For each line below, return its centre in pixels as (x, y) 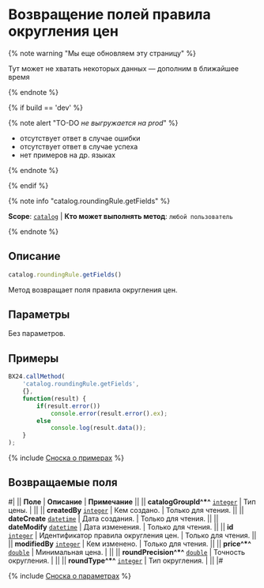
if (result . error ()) (69, 406)
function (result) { (55, 398)
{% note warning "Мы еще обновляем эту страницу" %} (102, 53)
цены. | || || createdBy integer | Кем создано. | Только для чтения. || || (126, 510)
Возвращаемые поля (63, 482)
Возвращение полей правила (109, 15)
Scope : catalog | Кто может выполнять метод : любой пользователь (121, 216)
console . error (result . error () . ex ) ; (109, 413)
